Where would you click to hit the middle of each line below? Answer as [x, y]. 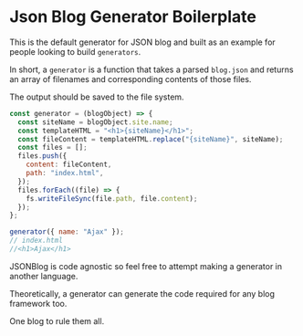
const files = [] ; [53, 148]
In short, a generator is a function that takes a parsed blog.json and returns [151, 69]
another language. [44, 276]
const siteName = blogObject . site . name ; [95, 122]
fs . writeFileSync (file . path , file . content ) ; [112, 198]
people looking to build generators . [75, 51]
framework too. [38, 303]
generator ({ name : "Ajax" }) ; [67, 232]
